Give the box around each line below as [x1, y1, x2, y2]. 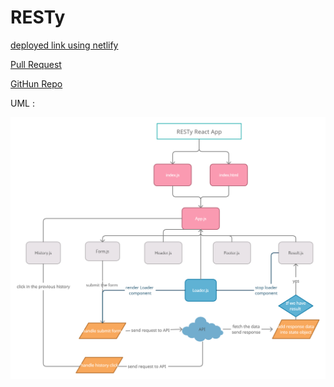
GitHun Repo [10, 77, 63, 90]
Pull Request [10, 58, 62, 70]
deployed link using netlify [10, 39, 119, 51]
